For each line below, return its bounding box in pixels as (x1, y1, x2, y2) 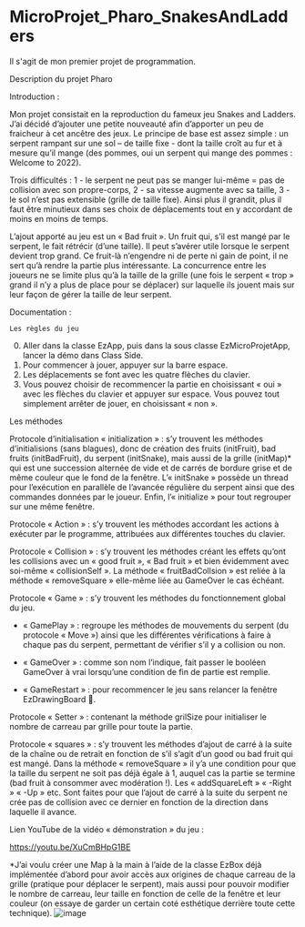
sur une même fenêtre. (9, 500, 96, 511)
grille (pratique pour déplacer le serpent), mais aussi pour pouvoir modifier (9, 878, 290, 889)
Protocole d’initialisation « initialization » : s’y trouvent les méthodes (9, 433, 264, 444)
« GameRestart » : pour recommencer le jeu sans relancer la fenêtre (22, 684, 278, 695)
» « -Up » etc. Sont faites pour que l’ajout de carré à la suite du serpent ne (9, 787, 289, 798)
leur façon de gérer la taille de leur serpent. (9, 288, 172, 299)
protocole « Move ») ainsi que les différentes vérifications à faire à (22, 630, 271, 640)
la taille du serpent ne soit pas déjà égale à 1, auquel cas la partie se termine (9, 767, 296, 779)
